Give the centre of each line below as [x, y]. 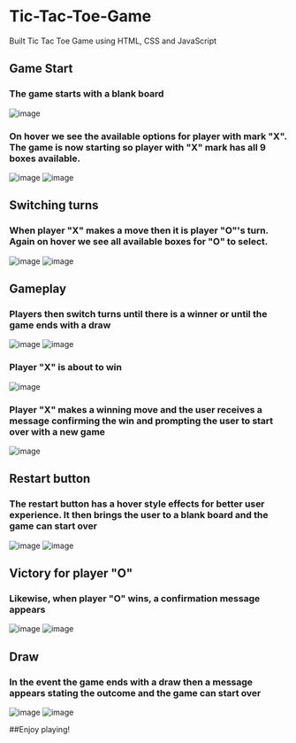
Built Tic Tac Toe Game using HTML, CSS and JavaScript [113, 41]
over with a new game [57, 431]
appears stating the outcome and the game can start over [135, 693]
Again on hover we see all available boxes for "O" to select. [139, 242]
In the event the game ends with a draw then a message [131, 682]
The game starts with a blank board [87, 94]
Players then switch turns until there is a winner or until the [138, 313]
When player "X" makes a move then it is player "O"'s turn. [139, 230]
